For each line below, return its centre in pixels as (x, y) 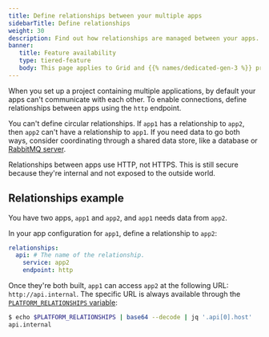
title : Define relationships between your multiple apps (105, 16)
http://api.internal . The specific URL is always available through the (124, 294)
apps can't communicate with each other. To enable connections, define (127, 99)
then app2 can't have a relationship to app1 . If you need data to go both (124, 132)
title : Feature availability (67, 53)
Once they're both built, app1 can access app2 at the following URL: (118, 286)
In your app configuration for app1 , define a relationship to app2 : (113, 233)
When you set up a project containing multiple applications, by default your (132, 91)
